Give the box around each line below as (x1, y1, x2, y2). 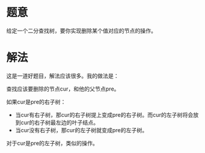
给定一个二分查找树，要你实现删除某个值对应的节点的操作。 (6, 27, 157, 34)
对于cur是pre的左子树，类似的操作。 (6, 139, 99, 147)
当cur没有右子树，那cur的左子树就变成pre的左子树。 (15, 126, 148, 133)
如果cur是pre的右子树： (6, 98, 66, 105)
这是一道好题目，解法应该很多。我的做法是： (6, 72, 119, 80)
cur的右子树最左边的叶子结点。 (20, 119, 99, 126)
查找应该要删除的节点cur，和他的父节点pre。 (6, 85, 120, 92)
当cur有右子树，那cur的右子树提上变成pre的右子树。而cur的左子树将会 (15, 111, 194, 118)
